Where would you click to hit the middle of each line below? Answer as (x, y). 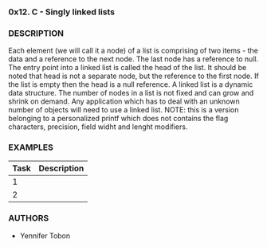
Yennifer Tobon (45, 235)
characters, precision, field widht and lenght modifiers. (98, 127)
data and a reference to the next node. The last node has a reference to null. (133, 59)
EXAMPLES (31, 147)
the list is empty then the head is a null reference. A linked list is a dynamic (131, 84)
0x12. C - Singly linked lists (62, 12)
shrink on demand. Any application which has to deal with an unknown (124, 101)
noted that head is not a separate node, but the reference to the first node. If (133, 76)
